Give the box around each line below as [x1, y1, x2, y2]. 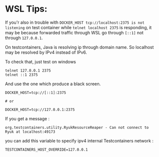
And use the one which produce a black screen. [5, 81, 101, 87]
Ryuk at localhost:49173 [5, 129, 55, 134]
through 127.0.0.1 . [5, 35, 43, 41]
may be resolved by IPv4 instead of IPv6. [5, 49, 88, 55]
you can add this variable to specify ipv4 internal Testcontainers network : [5, 138, 154, 143]
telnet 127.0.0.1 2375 [5, 68, 51, 73]
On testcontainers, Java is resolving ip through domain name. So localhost [5, 44, 154, 50]
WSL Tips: [5, 3, 48, 15]
